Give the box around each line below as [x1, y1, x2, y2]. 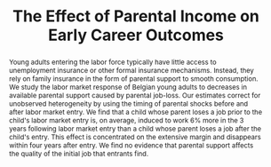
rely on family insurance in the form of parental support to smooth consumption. [8, 74, 259, 83]
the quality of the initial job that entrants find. [8, 148, 149, 158]
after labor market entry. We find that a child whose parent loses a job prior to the [8, 107, 263, 116]
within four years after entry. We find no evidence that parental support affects [8, 140, 254, 150]
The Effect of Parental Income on [12, 6, 260, 27]
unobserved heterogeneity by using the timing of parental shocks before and [8, 99, 249, 108]
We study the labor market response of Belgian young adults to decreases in [8, 82, 247, 91]
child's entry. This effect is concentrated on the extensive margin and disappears [8, 131, 262, 141]
